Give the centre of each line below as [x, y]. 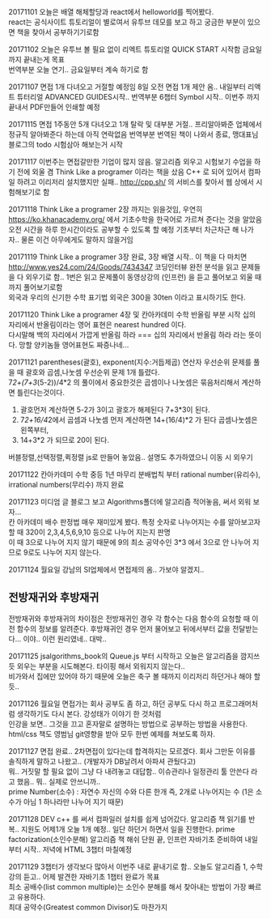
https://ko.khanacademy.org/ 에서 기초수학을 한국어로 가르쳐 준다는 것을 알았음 [135, 219]
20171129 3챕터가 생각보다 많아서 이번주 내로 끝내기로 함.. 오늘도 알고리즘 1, [128, 866]
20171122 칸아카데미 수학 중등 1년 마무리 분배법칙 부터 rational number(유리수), [135, 474]
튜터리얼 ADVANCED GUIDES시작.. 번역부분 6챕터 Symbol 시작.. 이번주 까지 [138, 97]
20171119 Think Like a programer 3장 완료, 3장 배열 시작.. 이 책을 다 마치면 [128, 257]
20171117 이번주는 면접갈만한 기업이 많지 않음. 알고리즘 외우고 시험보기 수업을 [130, 162]
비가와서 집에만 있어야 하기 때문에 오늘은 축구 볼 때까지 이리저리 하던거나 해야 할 [135, 676]
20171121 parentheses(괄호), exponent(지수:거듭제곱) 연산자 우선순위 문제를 [130, 362]
